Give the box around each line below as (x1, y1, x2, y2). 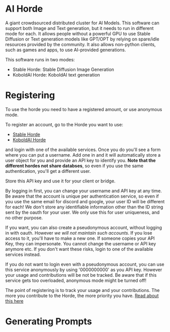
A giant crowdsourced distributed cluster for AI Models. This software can (5, 20, 159, 26)
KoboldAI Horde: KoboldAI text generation (12, 71, 100, 78)
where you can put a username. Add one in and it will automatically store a (5, 152, 161, 158)
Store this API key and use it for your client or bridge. (5, 178, 116, 184)
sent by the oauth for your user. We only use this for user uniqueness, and (5, 209, 160, 215)
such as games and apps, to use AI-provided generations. (5, 47, 126, 53)
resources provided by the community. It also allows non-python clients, (5, 41, 156, 47)
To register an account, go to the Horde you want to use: (5, 121, 123, 127)
